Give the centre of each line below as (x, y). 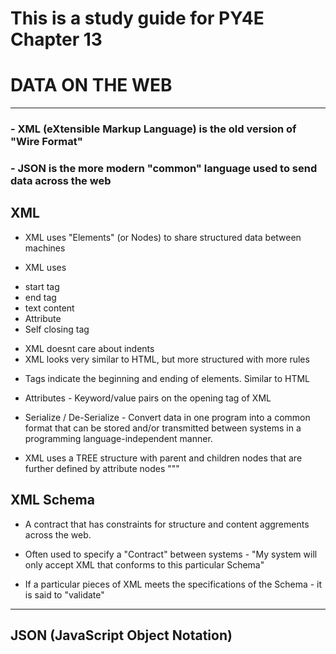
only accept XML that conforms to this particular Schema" (144, 564)
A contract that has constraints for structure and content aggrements (167, 524)
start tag (42, 286)
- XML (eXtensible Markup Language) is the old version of (153, 129)
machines (45, 248)
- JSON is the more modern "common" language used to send (164, 168)
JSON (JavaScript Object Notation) (121, 635)
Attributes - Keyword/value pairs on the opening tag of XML (148, 398)
